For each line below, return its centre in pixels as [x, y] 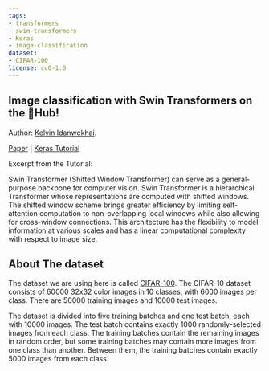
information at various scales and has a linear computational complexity [127, 230]
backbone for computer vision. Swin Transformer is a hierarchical [146, 188]
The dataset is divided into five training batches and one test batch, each [129, 316]
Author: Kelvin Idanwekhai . [53, 132]
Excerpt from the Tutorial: [51, 163]
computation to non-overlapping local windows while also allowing [149, 213]
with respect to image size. [53, 238]
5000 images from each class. [59, 359]
